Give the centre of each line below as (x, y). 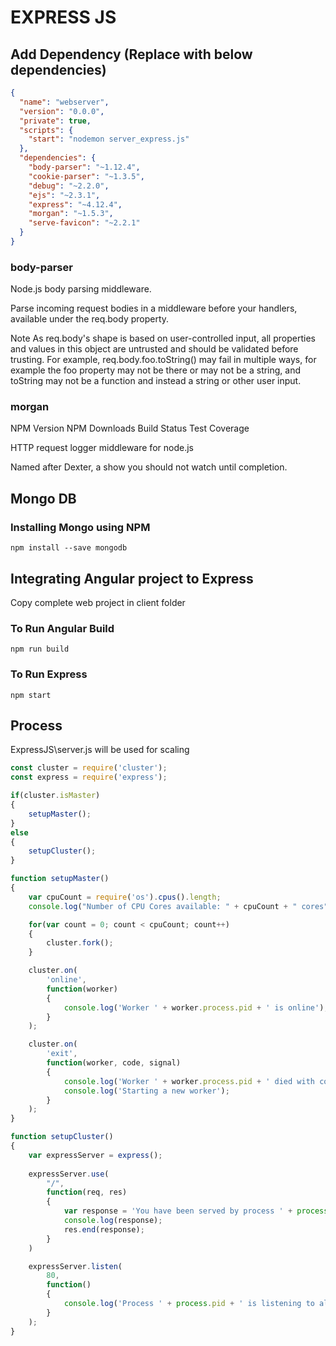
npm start (31, 695)
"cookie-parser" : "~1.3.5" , (86, 176)
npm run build (40, 649)
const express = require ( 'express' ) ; (89, 777)
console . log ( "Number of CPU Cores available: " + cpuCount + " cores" (178, 906)
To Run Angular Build (62, 628)
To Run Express (49, 674)
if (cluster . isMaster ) (55, 796)
